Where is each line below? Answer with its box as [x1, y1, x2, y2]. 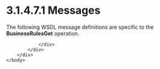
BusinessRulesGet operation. [6, 29, 80, 37]
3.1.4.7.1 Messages [6, 4, 101, 17]
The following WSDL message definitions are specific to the [6, 23, 154, 31]
